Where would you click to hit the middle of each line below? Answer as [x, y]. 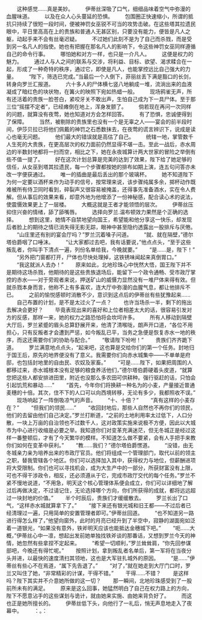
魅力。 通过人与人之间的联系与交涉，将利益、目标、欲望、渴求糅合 [94, 61]
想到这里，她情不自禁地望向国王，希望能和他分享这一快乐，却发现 [110, 219]
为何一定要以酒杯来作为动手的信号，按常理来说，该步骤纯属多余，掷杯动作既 [101, 182]
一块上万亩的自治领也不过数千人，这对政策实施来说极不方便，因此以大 [103, 423]
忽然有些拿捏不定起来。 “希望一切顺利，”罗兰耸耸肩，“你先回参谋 [106, 543]
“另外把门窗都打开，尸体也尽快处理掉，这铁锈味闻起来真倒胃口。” [97, 257]
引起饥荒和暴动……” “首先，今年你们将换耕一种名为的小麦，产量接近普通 [101, 385]
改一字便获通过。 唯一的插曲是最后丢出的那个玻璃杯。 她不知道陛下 [100, 174]
